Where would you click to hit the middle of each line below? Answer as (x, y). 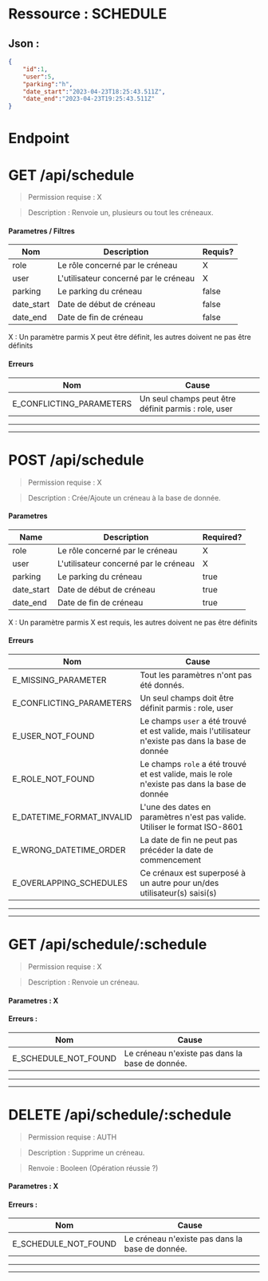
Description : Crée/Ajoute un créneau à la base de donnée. (124, 497)
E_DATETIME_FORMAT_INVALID (73, 817)
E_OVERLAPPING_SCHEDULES (70, 883)
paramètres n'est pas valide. (193, 817)
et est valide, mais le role (186, 774)
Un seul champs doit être (187, 698)
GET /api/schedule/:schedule (108, 945)
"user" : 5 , (39, 77)
